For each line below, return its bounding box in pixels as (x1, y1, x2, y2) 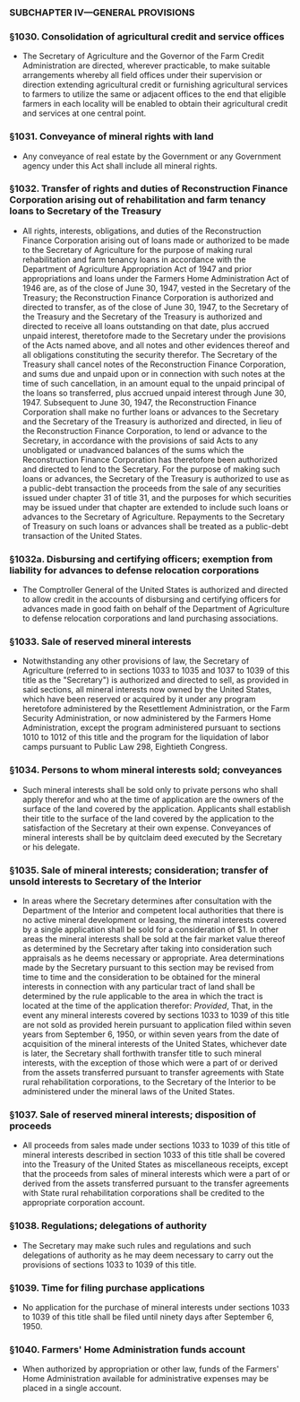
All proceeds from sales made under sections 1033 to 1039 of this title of (21, 1140, 291, 1151)
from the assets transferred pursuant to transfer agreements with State (21, 1067, 285, 1077)
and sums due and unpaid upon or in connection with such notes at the (21, 368, 286, 379)
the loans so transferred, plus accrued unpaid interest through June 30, (21, 388, 287, 398)
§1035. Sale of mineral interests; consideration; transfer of (9, 864, 269, 876)
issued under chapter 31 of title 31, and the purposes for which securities (21, 492, 292, 503)
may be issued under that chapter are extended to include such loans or (21, 501, 289, 512)
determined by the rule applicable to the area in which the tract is (21, 991, 263, 1001)
